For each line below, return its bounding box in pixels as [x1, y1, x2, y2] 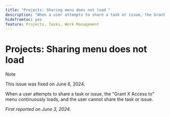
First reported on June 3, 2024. [5, 106, 71, 112]
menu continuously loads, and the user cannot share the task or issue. [5, 96, 153, 102]
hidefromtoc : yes [5, 17, 42, 22]
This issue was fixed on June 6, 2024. [5, 81, 85, 87]
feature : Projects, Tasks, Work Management [5, 21, 100, 27]
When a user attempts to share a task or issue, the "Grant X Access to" [5, 91, 155, 97]
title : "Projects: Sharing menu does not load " [5, 7, 111, 13]
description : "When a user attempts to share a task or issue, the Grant [5, 12, 166, 17]
